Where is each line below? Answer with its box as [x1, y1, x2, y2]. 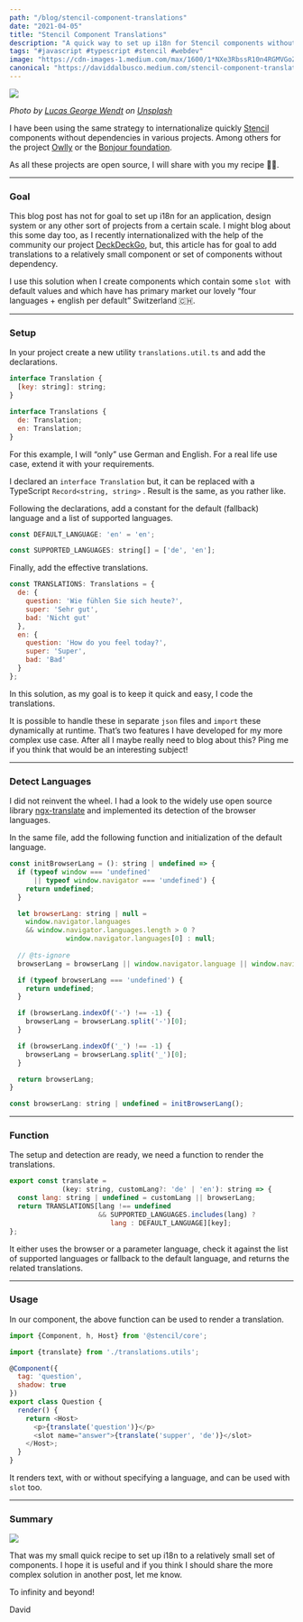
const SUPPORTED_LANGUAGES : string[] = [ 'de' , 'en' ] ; [9, 546, 216, 555]
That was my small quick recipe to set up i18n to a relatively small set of [9, 1550, 276, 1561]
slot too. [9, 1482, 42, 1493]
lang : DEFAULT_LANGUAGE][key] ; [109, 1218, 232, 1227]
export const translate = [9, 1177, 106, 1186]
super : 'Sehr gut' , [25, 605, 99, 614]
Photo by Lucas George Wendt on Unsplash [9, 105, 173, 115]
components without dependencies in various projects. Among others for [9, 132, 281, 142]
